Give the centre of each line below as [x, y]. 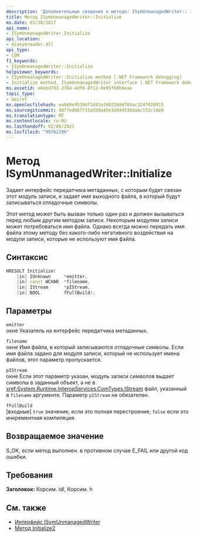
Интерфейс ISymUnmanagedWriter [57, 522]
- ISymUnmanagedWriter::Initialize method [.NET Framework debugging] [94, 77]
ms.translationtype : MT [35, 115]
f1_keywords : [22, 61]
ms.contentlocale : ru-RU [36, 121]
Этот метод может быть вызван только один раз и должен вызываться [95, 214]
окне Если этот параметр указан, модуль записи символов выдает [90, 376]
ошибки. [17, 456]
